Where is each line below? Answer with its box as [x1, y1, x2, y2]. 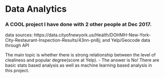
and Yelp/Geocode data [102, 37, 150, 43]
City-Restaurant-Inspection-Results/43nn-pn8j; [5, 37, 101, 43]
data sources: [5, 32, 33, 38]
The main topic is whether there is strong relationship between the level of [5, 52, 156, 58]
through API [5, 43, 30, 49]
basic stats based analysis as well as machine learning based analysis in [5, 62, 152, 68]
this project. [5, 68, 30, 74]
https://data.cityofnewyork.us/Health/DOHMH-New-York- [33, 32, 151, 38]
